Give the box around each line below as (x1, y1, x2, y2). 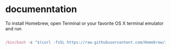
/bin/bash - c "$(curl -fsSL (5, 39, 65, 45)
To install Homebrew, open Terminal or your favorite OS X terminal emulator (5, 20, 164, 26)
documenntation (5, 4, 77, 15)
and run (5, 25, 22, 31)
